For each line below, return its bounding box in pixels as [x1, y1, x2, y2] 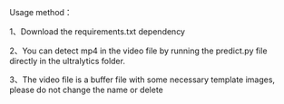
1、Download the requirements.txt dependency [9, 26, 186, 37]
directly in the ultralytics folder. [9, 56, 125, 66]
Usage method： [9, 7, 73, 17]
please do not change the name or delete [9, 84, 163, 95]
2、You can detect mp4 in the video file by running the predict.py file [9, 45, 268, 56]
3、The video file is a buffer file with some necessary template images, [9, 74, 275, 85]
